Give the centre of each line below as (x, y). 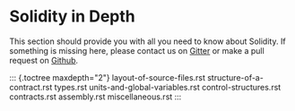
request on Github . (44, 60)
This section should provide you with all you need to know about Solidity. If (147, 41)
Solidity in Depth (73, 17)
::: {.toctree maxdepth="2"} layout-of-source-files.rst (108, 77)
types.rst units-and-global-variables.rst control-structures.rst (168, 87)
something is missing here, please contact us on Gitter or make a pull (137, 50)
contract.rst (31, 87)
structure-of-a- (236, 77)
